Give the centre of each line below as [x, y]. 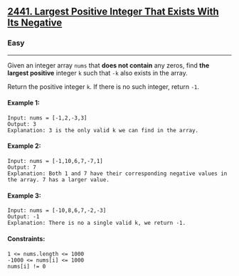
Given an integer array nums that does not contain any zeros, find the [108, 65]
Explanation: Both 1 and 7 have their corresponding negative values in [117, 174]
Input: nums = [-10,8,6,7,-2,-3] [57, 211]
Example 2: [24, 146]
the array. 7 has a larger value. [59, 180]
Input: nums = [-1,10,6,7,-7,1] [55, 161]
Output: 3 [22, 124]
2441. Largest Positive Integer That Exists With [113, 12]
